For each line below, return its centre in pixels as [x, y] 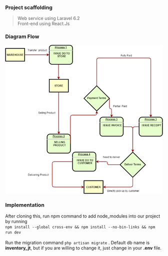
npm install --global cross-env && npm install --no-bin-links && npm [80, 227]
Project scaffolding [29, 7]
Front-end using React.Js [43, 23]
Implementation [25, 205]
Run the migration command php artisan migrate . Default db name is [77, 242]
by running [16, 221]
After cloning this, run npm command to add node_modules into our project [83, 216]
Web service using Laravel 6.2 [48, 18]
